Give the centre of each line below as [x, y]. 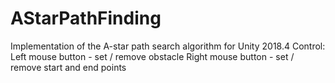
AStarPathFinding [86, 18]
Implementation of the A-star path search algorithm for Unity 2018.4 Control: [168, 46]
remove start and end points [68, 67]
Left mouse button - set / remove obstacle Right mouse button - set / [152, 56]
